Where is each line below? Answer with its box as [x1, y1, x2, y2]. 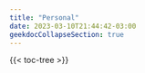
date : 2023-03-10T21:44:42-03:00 [9, 22, 137, 31]
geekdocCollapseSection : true [9, 30, 125, 39]
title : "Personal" [9, 13, 79, 23]
